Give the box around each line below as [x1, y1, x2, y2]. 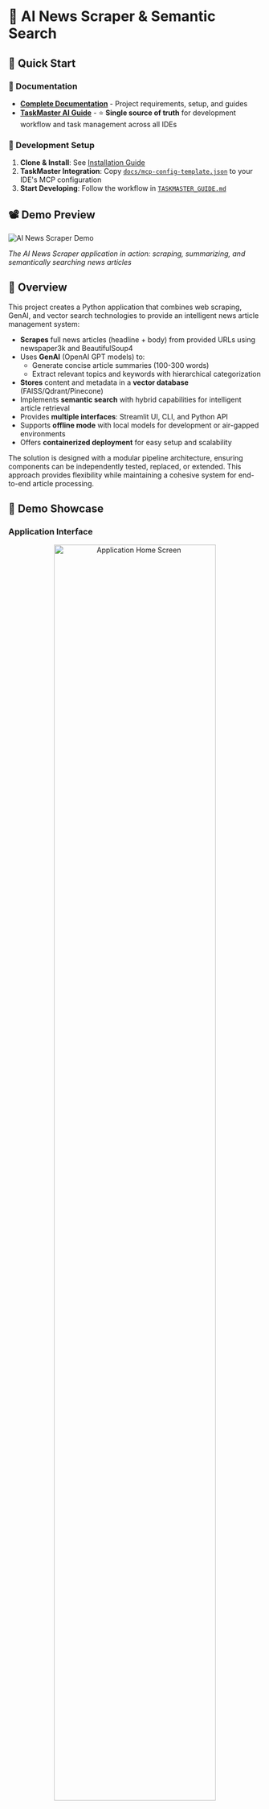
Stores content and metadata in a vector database [19, 378, 189, 387]
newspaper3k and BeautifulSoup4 [19, 343, 134, 353]
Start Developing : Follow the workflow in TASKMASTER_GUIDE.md [19, 184, 226, 193]
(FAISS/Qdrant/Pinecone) [19, 386, 104, 395]
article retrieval [19, 403, 71, 413]
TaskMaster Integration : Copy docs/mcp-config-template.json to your [19, 167, 253, 176]
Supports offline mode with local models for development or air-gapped [19, 420, 259, 430]
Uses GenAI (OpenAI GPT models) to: [19, 352, 145, 361]
